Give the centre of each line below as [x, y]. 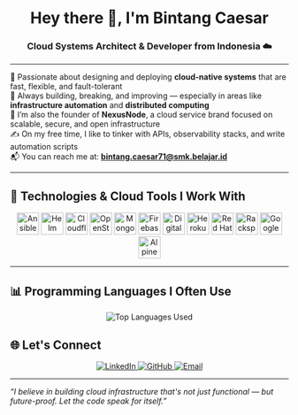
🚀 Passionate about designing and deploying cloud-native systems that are [148, 77]
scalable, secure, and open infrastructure [85, 124]
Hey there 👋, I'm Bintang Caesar [149, 18]
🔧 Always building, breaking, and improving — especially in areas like [136, 96]
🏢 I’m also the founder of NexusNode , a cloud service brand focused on [141, 115]
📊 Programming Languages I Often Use [121, 291]
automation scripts [44, 147]
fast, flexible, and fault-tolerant [66, 87]
